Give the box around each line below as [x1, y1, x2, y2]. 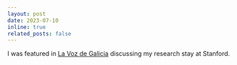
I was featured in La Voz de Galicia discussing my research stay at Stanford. [7, 49, 230, 58]
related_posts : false [7, 30, 72, 37]
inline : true [7, 23, 46, 30]
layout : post [7, 10, 46, 18]
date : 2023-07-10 [7, 17, 59, 24]
